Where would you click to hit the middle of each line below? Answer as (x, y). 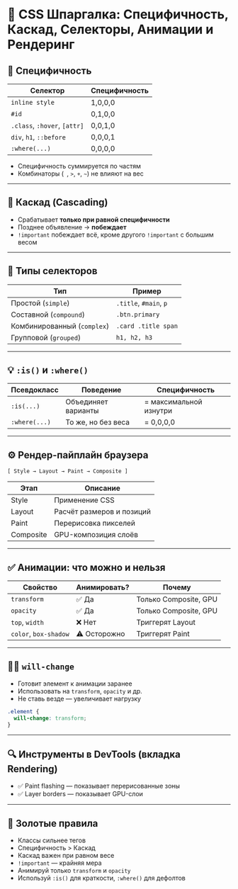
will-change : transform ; (50, 718)
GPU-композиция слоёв (96, 535)
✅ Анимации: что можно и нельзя (86, 567)
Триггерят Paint (163, 634)
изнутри (158, 411)
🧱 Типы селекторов (52, 271)
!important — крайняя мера (59, 863)
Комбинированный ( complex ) (60, 326)
